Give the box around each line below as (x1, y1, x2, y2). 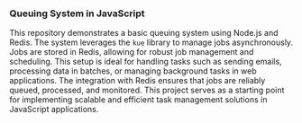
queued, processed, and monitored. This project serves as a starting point (9, 84, 285, 96)
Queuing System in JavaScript (9, 7, 145, 20)
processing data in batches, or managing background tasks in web (9, 66, 257, 76)
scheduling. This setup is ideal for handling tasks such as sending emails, (9, 57, 282, 67)
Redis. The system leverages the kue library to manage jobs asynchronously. (9, 37, 294, 48)
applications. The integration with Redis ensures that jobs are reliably (9, 75, 266, 86)
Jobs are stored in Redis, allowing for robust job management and (9, 47, 254, 57)
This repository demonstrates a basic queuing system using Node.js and (9, 28, 279, 39)
